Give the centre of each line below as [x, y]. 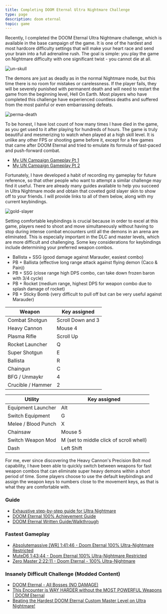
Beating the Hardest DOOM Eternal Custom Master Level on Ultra [79, 601]
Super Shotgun [25, 353]
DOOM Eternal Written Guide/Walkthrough [55, 521]
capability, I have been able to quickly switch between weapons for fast [78, 466]
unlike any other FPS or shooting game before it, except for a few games [79, 140]
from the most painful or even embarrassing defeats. [59, 105]
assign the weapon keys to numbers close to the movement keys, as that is [82, 482]
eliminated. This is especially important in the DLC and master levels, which [82, 237]
